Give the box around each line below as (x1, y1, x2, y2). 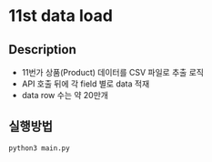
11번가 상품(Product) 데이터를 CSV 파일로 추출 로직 (21, 67, 204, 77)
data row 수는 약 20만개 (21, 90, 108, 100)
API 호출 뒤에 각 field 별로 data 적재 (21, 78, 150, 89)
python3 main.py (8, 143, 70, 153)
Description (8, 42, 76, 57)
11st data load (8, 5, 113, 26)
